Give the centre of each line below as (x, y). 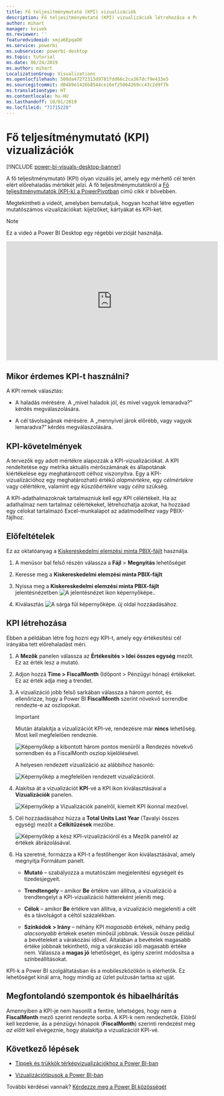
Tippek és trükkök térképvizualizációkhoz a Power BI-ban (87, 1063)
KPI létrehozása (37, 623)
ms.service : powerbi (32, 46)
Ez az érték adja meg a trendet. (54, 680)
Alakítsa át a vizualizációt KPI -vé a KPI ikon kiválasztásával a (91, 788)
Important (27, 716)
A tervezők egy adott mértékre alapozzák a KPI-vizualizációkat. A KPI (93, 461)
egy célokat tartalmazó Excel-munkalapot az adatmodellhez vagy (88, 511)
